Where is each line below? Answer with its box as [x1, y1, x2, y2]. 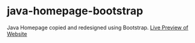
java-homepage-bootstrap [7, 4, 144, 18]
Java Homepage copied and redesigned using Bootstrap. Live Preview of [7, 24, 189, 31]
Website [7, 30, 28, 37]
